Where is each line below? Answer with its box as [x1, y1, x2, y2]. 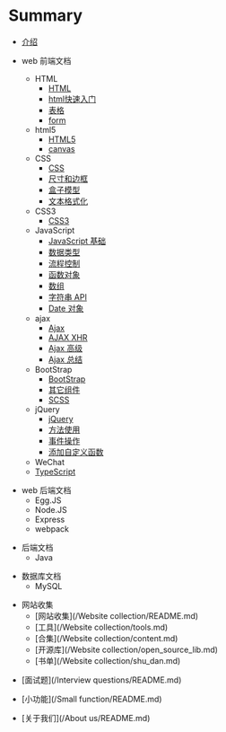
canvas [48, 143, 75, 154]
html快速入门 [48, 93, 96, 104]
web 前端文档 [21, 55, 72, 66]
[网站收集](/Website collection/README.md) [34, 610, 199, 621]
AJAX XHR [48, 331, 88, 342]
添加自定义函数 [48, 446, 104, 457]
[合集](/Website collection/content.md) [34, 632, 178, 643]
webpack [34, 523, 69, 534]
